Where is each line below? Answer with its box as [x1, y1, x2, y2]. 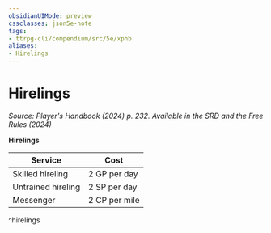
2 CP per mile [87, 194, 140, 205]
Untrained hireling [12, 181, 81, 193]
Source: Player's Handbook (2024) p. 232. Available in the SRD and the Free [8, 111, 264, 121]
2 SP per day [87, 181, 138, 193]
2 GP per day [87, 167, 138, 179]
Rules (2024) [8, 119, 53, 129]
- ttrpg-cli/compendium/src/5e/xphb [8, 34, 132, 43]
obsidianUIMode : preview [8, 11, 92, 20]
